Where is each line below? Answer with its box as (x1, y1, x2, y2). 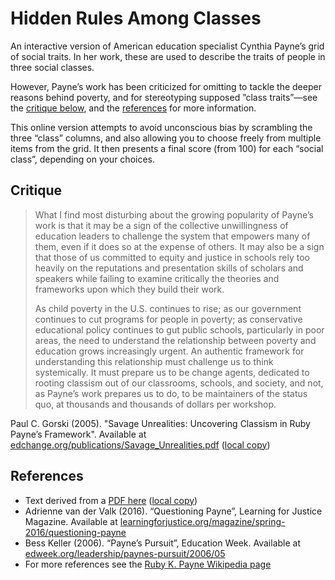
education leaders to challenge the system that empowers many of (34, 230, 311, 242)
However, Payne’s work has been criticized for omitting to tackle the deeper (10, 80, 322, 92)
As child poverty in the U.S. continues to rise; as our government (34, 302, 302, 314)
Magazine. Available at (24, 515, 118, 527)
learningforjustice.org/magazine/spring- (119, 515, 286, 527)
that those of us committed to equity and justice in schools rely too (34, 251, 310, 263)
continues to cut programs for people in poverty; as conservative (34, 313, 303, 325)
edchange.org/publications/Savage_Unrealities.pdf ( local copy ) (10, 438, 271, 451)
